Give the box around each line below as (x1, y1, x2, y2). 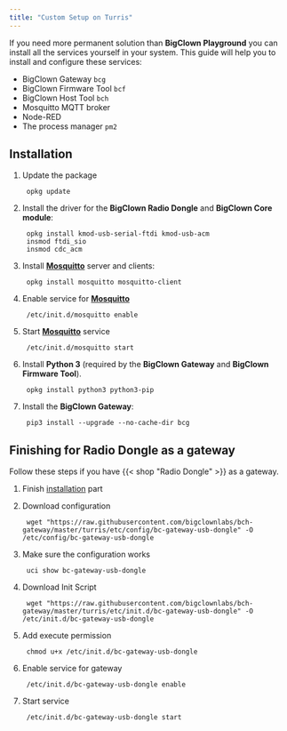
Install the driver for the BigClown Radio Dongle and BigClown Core (21, 203, 273, 213)
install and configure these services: (9, 56, 142, 67)
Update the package (21, 170, 98, 181)
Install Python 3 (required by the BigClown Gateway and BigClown (21, 359, 269, 370)
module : (21, 213, 53, 223)
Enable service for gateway (21, 663, 123, 674)
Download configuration (21, 501, 111, 511)
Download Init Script (21, 582, 97, 592)
